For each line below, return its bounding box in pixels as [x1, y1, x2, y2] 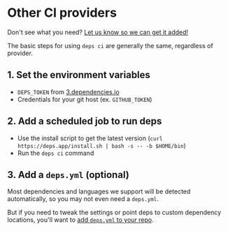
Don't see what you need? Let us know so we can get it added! [7, 28, 189, 36]
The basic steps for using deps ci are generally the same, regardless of [7, 41, 213, 50]
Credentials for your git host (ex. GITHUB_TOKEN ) [17, 95, 152, 103]
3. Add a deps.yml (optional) [7, 169, 129, 181]
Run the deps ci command [17, 149, 94, 157]
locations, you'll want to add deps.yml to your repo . [7, 216, 154, 224]
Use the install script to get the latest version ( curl [17, 134, 163, 142]
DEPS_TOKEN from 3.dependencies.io [17, 87, 120, 96]
